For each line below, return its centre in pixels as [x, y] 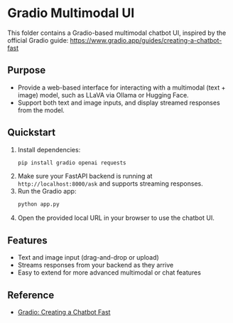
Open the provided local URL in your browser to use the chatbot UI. [116, 218]
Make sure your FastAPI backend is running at [85, 176]
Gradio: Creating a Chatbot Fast [64, 312]
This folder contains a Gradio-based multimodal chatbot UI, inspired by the [117, 33]
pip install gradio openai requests [72, 163]
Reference [31, 295]
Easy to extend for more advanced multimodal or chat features [109, 272]
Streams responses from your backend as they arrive [96, 265]
